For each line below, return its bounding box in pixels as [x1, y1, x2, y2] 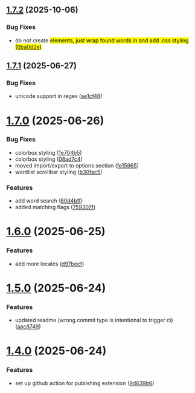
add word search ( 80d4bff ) [14, 197, 83, 204]
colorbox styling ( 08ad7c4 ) [14, 155, 83, 163]
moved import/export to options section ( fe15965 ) [14, 161, 139, 169]
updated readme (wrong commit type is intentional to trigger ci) [14, 317, 173, 324]
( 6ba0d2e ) [14, 43, 42, 50]
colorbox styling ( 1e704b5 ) [14, 149, 82, 156]
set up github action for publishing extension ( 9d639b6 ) [14, 379, 155, 386]
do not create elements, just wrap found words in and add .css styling [14, 36, 189, 44]
